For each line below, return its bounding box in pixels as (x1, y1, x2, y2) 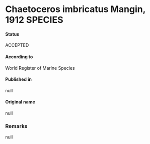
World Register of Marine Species (5, 65, 75, 71)
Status (5, 31, 20, 37)
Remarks (5, 122, 28, 129)
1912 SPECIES (5, 14, 63, 26)
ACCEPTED (5, 42, 29, 48)
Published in (5, 76, 32, 82)
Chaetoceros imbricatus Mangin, (5, 4, 146, 15)
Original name (5, 99, 35, 105)
